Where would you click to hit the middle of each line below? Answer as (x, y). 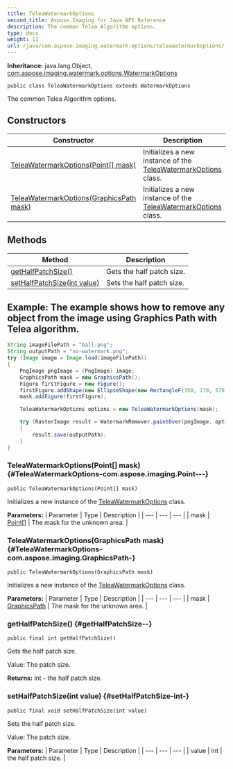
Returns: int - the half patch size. (55, 678)
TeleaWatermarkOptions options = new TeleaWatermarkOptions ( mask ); (119, 410)
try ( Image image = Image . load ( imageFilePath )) (77, 358)
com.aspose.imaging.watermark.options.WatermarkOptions (93, 73)
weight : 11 (23, 40)
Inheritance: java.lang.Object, (50, 66)
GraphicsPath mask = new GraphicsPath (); (80, 377)
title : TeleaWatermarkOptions (51, 14)
